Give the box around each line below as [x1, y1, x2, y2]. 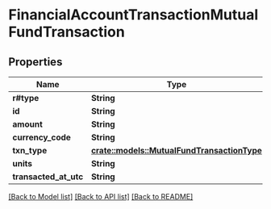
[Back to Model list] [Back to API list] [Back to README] [8, 192, 194, 201]
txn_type [12, 145, 48, 156]
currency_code [12, 132, 71, 143]
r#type [12, 93, 40, 103]
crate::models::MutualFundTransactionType [91, 145, 262, 156]
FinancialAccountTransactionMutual [8, 6, 259, 24]
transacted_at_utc [12, 171, 84, 182]
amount [12, 119, 43, 130]
